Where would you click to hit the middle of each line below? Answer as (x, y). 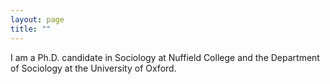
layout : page (37, 19)
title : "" (31, 29)
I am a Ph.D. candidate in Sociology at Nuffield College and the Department (165, 57)
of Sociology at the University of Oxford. (93, 68)
